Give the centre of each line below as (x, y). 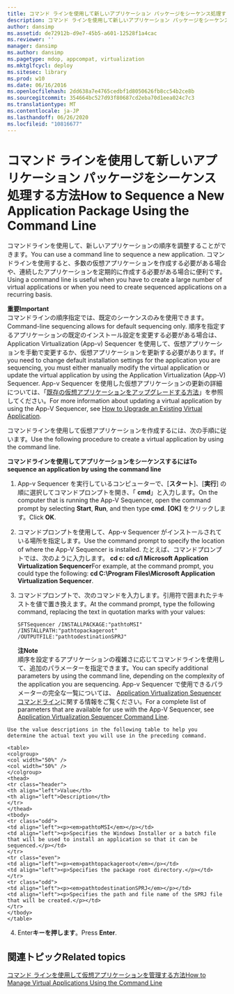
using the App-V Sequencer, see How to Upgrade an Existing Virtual (105, 409)
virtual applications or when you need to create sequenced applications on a (117, 287)
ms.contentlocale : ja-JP (43, 111)
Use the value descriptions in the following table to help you (102, 730)
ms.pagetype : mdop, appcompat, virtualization (76, 59)
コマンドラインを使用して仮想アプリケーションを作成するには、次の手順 (111, 430)
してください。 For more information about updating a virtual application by (115, 401)
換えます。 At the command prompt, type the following (138, 604)
